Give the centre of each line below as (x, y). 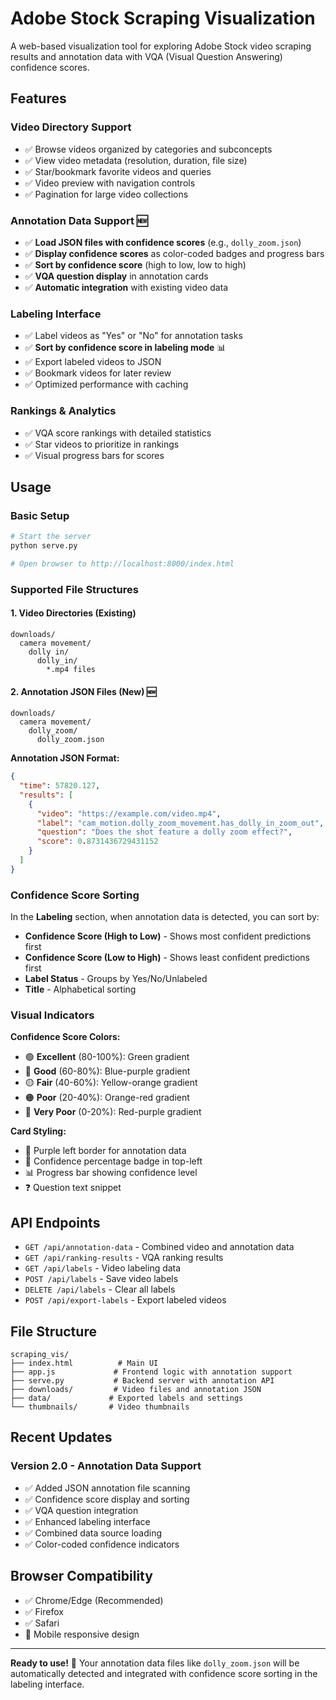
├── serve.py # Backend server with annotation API (142, 1381)
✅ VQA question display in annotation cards (116, 276)
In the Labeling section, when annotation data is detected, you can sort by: (165, 917)
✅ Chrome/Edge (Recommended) (94, 1600)
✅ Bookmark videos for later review (98, 373)
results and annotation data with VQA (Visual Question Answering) (146, 56)
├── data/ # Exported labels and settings (127, 1398)
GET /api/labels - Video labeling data (103, 1268)
